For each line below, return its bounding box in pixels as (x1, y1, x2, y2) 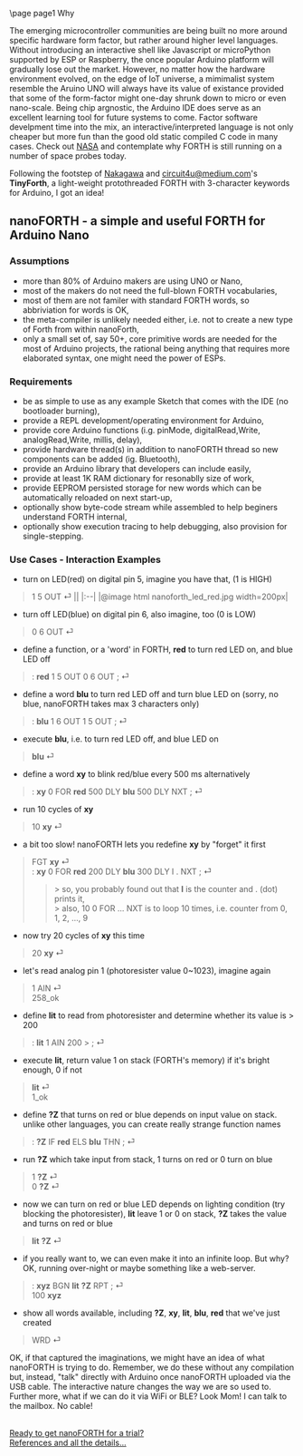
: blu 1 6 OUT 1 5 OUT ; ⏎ (31, 716, 128, 727)
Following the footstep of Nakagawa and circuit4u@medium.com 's (9, 168, 258, 179)
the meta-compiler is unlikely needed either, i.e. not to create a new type (22, 314, 294, 325)
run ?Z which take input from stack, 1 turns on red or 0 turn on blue (22, 1154, 273, 1165)
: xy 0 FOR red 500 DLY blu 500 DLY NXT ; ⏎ (31, 786, 204, 797)
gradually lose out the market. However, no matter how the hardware (9, 63, 266, 74)
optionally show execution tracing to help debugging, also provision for (22, 520, 288, 531)
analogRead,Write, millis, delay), (22, 434, 143, 445)
